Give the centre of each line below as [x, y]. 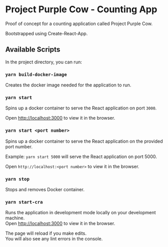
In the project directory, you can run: [44, 62]
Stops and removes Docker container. [45, 189]
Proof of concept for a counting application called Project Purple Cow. [79, 24]
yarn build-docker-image [36, 74]
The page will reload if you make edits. [46, 233]
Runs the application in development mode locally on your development [81, 213]
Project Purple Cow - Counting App [81, 9]
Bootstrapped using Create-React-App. [46, 33]
